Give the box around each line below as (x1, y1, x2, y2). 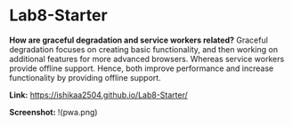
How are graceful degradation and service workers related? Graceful (9, 35, 269, 45)
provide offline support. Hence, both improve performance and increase (9, 63, 274, 74)
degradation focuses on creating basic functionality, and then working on (9, 43, 279, 54)
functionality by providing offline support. (9, 72, 162, 83)
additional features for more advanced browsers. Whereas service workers (9, 53, 285, 64)
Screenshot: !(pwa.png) (9, 106, 98, 117)
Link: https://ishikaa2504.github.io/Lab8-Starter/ (9, 90, 189, 100)
